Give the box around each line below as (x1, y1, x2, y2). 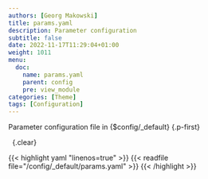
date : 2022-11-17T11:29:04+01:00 (8, 41, 120, 49)
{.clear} (11, 138, 37, 147)
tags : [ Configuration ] (8, 100, 84, 108)
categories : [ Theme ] (8, 93, 77, 101)
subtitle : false (8, 33, 62, 42)
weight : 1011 (8, 49, 52, 56)
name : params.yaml (22, 71, 84, 79)
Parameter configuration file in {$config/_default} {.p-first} (8, 123, 201, 132)
